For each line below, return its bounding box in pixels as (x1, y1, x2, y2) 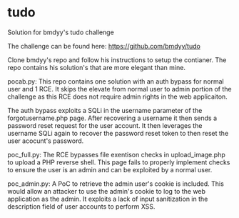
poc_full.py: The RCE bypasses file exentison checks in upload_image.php (7, 150, 226, 159)
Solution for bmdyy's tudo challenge (7, 28, 114, 36)
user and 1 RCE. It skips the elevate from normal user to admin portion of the (7, 84, 232, 93)
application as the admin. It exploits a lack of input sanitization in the (7, 194, 208, 203)
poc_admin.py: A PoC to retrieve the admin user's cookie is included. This (7, 179, 225, 188)
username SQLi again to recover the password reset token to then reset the (7, 129, 229, 137)
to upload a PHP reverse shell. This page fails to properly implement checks (7, 158, 230, 167)
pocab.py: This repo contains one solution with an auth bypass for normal (7, 76, 224, 86)
